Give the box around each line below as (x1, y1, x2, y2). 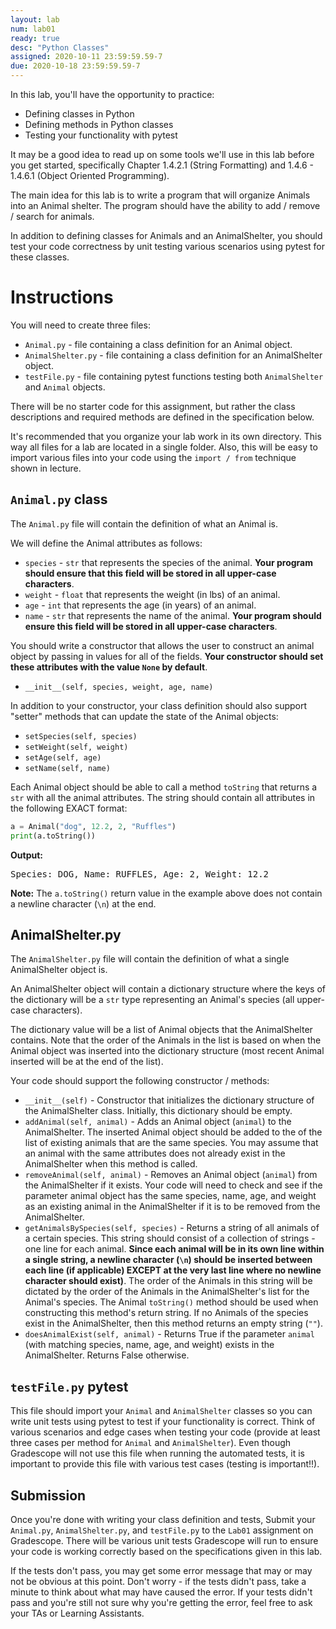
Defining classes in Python (24, 108, 135, 120)
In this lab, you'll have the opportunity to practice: (10, 89, 215, 100)
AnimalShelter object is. (10, 964, 108, 976)
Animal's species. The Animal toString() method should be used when (24, 1296, 319, 1308)
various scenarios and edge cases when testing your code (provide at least (10, 1426, 321, 1438)
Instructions (10, 286, 114, 309)
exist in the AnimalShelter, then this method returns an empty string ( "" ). (24, 1317, 323, 1330)
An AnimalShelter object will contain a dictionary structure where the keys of (10, 983, 326, 995)
